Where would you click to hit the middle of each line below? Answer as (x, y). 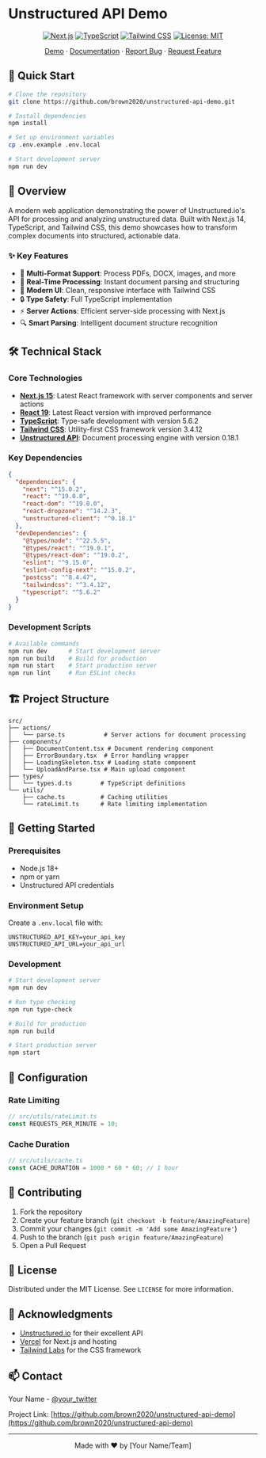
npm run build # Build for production (78, 658)
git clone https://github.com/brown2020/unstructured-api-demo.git (122, 101)
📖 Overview (37, 191)
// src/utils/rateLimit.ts (53, 1116)
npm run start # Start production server (83, 666)
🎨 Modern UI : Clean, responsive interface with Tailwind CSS (118, 290)
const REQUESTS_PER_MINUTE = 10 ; (63, 1124)
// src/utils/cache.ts (46, 1160)
